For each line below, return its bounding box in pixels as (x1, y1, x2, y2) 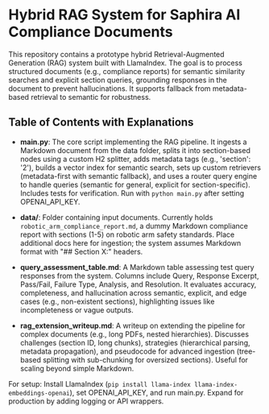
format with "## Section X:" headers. (19, 246, 143, 256)
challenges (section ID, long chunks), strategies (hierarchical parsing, (19, 337, 251, 347)
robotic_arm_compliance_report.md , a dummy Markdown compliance (19, 221, 248, 230)
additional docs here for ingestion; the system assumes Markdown (19, 238, 242, 247)
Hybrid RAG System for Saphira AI (8, 6, 241, 24)
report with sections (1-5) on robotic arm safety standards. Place (19, 230, 235, 239)
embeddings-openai (8, 389, 70, 397)
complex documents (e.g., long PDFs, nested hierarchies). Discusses (19, 329, 250, 339)
